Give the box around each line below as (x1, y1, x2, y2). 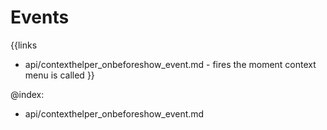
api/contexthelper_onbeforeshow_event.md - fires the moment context (24, 58, 317, 70)
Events (10, 6, 70, 29)
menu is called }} (24, 69, 95, 81)
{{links (10, 39, 38, 51)
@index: (10, 88, 45, 100)
